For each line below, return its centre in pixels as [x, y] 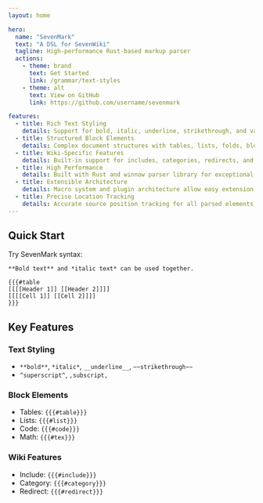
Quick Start [36, 236]
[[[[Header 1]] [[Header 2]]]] [59, 289]
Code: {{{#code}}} [49, 429]
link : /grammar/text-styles [75, 80]
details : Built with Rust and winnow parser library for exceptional [138, 175]
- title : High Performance [59, 168]
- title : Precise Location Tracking [75, 197]
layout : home [29, 15]
